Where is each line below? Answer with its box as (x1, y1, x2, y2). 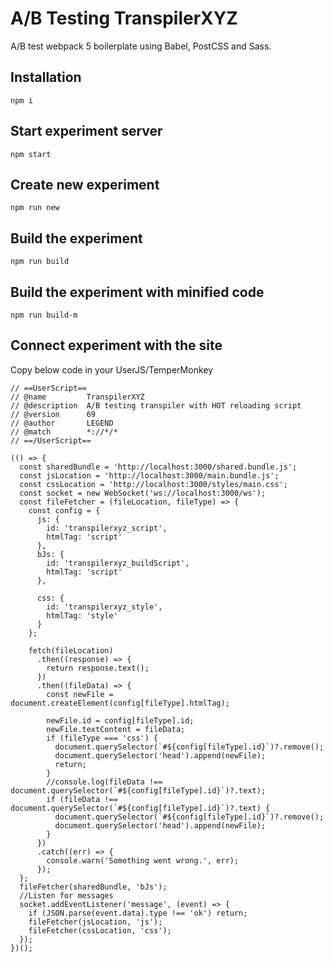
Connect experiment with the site (10, 337, 223, 354)
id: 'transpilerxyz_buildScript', (46, 558, 190, 568)
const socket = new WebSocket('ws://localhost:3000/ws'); (19, 488, 267, 498)
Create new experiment (10, 176, 160, 193)
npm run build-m (10, 310, 78, 320)
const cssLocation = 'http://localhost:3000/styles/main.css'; (19, 479, 288, 489)
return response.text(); (46, 663, 150, 673)
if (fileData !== (46, 794, 118, 804)
